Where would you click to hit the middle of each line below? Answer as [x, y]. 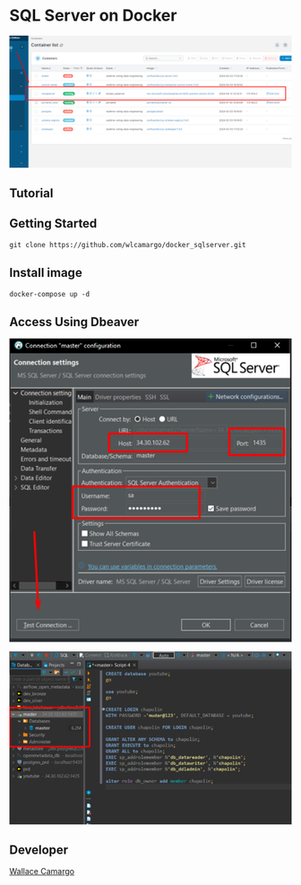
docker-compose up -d [50, 295]
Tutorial [31, 193]
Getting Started [53, 223]
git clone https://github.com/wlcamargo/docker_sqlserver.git [128, 245]
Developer [39, 850]
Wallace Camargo [42, 872]
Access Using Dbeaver [74, 322]
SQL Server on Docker [93, 16]
